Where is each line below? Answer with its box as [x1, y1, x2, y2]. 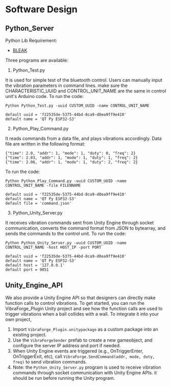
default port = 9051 [5, 267, 50, 272]
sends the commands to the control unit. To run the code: [5, 231, 127, 236]
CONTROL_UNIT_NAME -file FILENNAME [5, 183, 81, 188]
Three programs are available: [5, 57, 69, 63]
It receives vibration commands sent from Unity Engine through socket [5, 220, 154, 226]
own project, [5, 316, 32, 322]
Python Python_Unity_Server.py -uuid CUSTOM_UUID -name [5, 240, 127, 246]
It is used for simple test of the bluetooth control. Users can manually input [5, 77, 162, 83]
